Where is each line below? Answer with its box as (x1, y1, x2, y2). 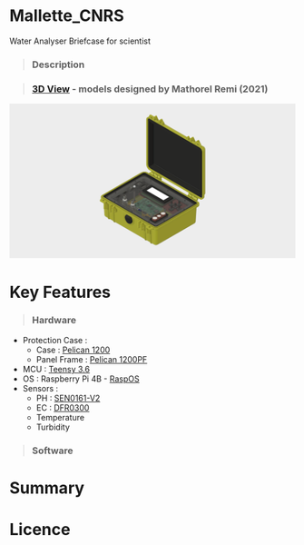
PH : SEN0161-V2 (35, 392, 101, 403)
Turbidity (35, 421, 71, 432)
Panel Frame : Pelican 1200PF (35, 353, 148, 364)
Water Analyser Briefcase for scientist (9, 35, 152, 46)
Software (31, 444, 74, 457)
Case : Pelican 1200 (35, 344, 111, 355)
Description (31, 58, 85, 71)
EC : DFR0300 (35, 401, 90, 413)
